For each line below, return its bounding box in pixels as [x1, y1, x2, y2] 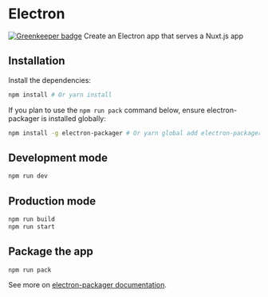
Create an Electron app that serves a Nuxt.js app [83, 31, 243, 41]
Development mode [8, 150, 108, 164]
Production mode [8, 194, 97, 208]
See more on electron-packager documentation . [8, 280, 167, 290]
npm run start [8, 222, 56, 231]
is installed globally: [41, 113, 106, 123]
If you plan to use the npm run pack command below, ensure [8, 105, 205, 115]
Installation [8, 54, 65, 68]
